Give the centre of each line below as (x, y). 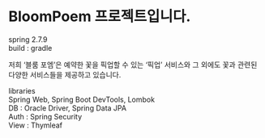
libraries (22, 90)
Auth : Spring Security (45, 116)
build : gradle (30, 48)
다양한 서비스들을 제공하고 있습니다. (65, 74)
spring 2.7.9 (28, 39)
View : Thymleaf (36, 125)
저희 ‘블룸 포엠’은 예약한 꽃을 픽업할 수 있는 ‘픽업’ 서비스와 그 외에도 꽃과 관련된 (133, 65)
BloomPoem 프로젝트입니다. (100, 17)
